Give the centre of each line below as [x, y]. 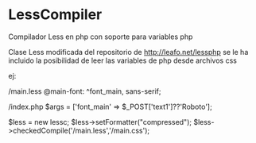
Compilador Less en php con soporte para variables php [101, 37]
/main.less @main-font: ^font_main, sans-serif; [85, 91]
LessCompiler [55, 15]
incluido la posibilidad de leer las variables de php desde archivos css [122, 60]
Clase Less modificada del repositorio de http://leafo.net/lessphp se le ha [128, 52]
